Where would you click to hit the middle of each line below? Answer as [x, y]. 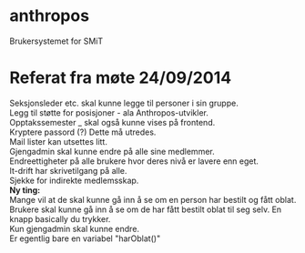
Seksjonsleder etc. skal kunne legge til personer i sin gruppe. [124, 103]
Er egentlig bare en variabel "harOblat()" [85, 238]
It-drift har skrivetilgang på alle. [68, 170]
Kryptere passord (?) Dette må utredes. [83, 132]
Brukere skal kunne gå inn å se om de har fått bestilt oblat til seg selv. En [146, 209]
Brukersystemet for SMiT [56, 41]
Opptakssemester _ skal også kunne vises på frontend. [112, 122]
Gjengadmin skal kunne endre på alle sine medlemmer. [112, 151]
